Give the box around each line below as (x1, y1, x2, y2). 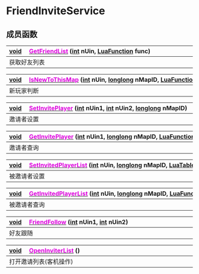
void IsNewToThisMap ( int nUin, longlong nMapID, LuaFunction (9, 76, 197, 83)
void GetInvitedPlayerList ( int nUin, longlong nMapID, (9, 189, 169, 198)
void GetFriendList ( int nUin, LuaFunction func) (9, 47, 151, 55)
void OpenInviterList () (9, 247, 80, 254)
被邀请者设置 (9, 172, 46, 180)
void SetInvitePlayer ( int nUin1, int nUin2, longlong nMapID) (9, 104, 188, 112)
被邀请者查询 (9, 201, 46, 208)
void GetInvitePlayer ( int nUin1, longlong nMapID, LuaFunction (9, 133, 195, 140)
